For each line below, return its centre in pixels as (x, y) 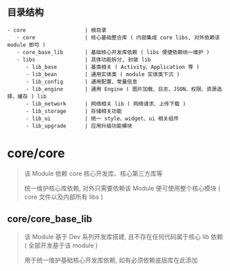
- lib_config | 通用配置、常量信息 (81, 82)
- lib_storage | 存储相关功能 (74, 111)
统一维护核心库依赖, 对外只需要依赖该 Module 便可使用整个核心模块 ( (122, 188)
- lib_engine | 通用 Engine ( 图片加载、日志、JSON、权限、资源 (121, 89)
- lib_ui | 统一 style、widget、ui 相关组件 (102, 119)
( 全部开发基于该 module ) (61, 245)
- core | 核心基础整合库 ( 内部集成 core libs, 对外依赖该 (118, 37)
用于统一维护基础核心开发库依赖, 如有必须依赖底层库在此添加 (111, 260)
